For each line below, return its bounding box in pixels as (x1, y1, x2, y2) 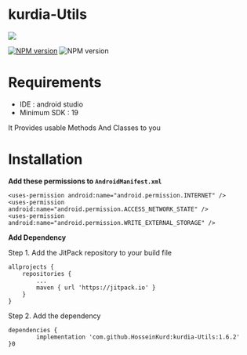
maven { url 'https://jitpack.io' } (36, 284, 156, 292)
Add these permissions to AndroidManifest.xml (8, 176, 162, 186)
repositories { (22, 270, 72, 277)
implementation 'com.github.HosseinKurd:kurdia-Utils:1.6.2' (36, 333, 241, 341)
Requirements (8, 74, 102, 92)
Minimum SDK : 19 (19, 107, 79, 117)
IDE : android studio (19, 100, 84, 109)
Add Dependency (8, 233, 67, 242)
